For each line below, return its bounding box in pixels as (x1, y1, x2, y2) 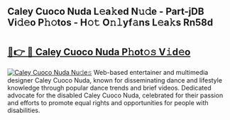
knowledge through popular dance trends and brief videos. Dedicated (7, 84, 212, 92)
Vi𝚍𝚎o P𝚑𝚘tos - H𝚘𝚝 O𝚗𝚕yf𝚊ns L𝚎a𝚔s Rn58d (7, 17, 214, 29)
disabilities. (7, 106, 40, 114)
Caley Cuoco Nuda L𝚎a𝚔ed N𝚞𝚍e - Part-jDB (7, 6, 204, 18)
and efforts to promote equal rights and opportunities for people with (7, 99, 209, 107)
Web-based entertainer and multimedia (93, 68, 209, 76)
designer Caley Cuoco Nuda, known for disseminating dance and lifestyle (7, 76, 222, 84)
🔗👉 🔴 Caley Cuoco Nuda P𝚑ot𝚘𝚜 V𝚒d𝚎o (7, 46, 191, 58)
